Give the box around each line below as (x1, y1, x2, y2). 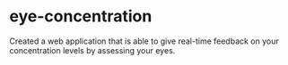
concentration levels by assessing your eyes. (9, 45, 176, 55)
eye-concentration (9, 6, 153, 27)
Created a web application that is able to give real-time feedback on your (9, 36, 280, 46)
